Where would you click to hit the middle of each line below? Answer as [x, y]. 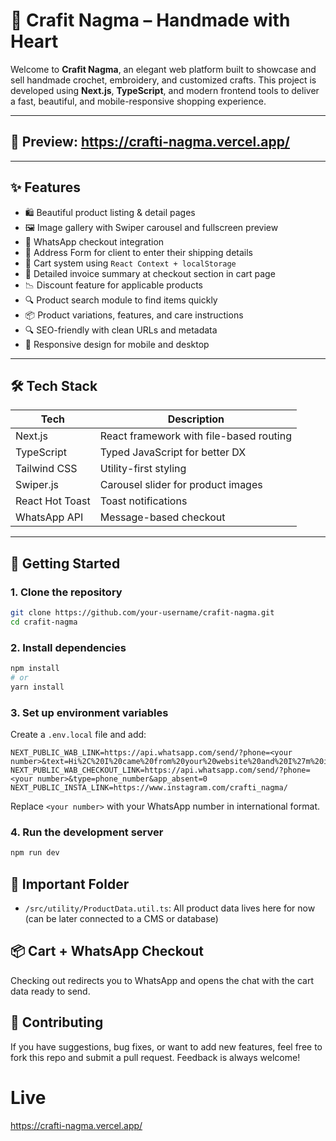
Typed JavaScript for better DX [173, 452]
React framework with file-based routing [195, 436]
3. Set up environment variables [89, 712]
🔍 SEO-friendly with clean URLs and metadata [121, 330]
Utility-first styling [143, 469]
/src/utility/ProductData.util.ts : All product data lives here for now [170, 908]
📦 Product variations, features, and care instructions [134, 315]
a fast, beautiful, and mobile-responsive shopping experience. [138, 101]
